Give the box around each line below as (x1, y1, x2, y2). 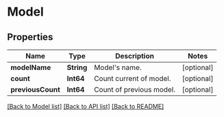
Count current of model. (93, 74, 171, 83)
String (66, 63, 88, 72)
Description (115, 52, 154, 61)
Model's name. (93, 63, 142, 72)
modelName (10, 63, 51, 72)
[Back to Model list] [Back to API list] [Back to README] (7, 103, 164, 110)
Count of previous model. (93, 85, 176, 94)
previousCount (10, 85, 60, 94)
